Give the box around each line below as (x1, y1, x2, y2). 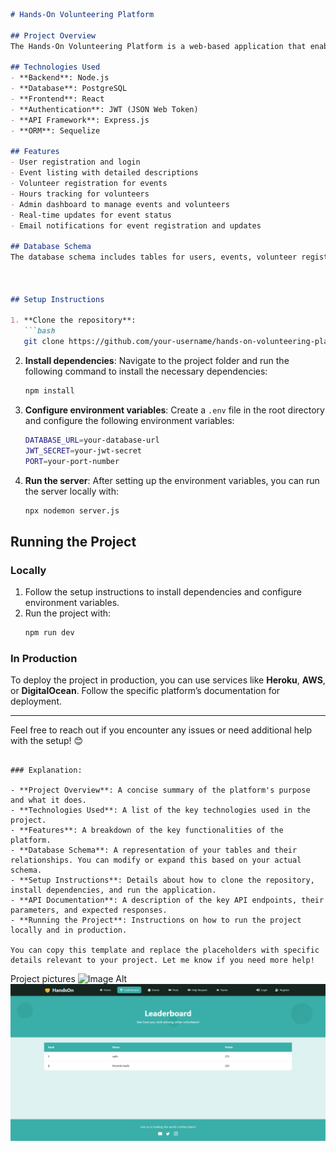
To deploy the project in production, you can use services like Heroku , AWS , (10, 674, 326, 686)
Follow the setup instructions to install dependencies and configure (24, 586, 302, 598)
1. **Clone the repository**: (10, 315, 137, 326)
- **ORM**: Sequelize (10, 125, 101, 136)
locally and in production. (10, 925, 128, 936)
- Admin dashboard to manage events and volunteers (10, 199, 230, 209)
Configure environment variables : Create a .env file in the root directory (24, 404, 325, 416)
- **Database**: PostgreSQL (10, 84, 128, 94)
